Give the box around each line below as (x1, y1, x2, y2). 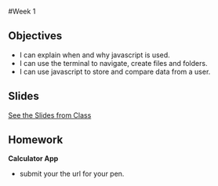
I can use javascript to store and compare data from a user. (19, 67, 211, 76)
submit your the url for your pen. (19, 169, 125, 179)
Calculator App (8, 154, 59, 163)
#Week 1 (8, 7, 36, 16)
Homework (8, 133, 64, 147)
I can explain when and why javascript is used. (19, 50, 170, 60)
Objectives (8, 29, 63, 42)
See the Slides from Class (8, 110, 92, 120)
